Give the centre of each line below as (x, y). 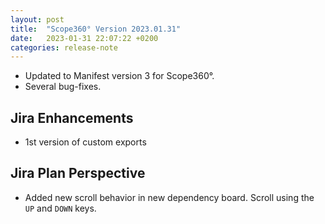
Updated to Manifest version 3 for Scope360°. (119, 76)
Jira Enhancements (72, 117)
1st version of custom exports (85, 142)
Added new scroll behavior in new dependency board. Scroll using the (169, 197)
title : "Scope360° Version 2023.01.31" (96, 29)
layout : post (37, 19)
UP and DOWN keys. (60, 208)
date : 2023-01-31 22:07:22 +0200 (84, 38)
